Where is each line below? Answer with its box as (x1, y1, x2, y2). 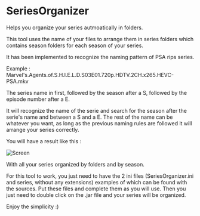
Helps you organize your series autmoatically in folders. (6, 24, 143, 31)
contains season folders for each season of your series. (6, 42, 143, 49)
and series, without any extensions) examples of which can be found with (6, 178, 187, 186)
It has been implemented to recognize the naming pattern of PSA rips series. (6, 53, 195, 60)
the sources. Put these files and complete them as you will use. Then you (6, 185, 186, 192)
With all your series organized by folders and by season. (6, 161, 144, 168)
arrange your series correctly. (6, 126, 79, 133)
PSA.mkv (6, 78, 29, 85)
